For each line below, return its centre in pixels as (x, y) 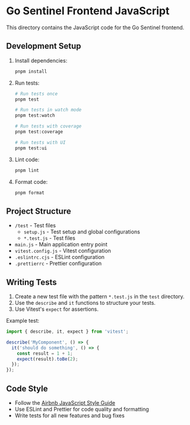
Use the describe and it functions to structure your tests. (85, 303)
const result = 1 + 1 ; (45, 353)
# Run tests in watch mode (48, 110)
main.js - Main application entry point (61, 245)
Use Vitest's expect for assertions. (57, 309)
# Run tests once (36, 93)
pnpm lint (27, 170)
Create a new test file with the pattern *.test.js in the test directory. (100, 296)
